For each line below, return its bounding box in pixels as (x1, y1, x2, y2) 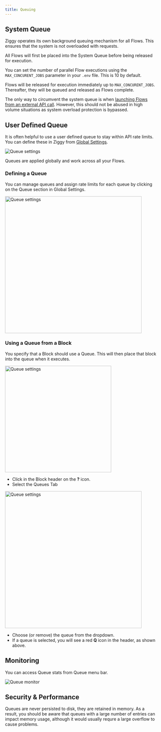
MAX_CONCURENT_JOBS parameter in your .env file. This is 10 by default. (5, 73, 142, 78)
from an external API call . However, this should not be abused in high (5, 102, 143, 108)
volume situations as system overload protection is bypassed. (5, 107, 129, 113)
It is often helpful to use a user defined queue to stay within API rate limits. (5, 134, 154, 140)
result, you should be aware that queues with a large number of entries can (5, 711, 155, 717)
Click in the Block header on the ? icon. (12, 476, 91, 482)
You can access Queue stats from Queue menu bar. (5, 669, 108, 675)
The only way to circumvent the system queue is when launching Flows (5, 96, 148, 102)
